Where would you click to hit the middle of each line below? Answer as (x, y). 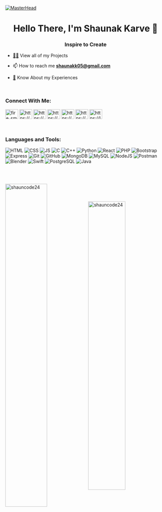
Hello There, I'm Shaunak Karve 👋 (86, 29)
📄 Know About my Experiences (45, 78)
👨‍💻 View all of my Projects (40, 56)
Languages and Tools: (33, 139)
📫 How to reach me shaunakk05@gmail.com (61, 66)
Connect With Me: (28, 101)
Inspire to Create (86, 44)
